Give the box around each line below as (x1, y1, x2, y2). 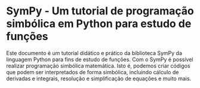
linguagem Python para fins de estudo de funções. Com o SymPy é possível (6, 56, 193, 63)
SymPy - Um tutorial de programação (6, 4, 194, 18)
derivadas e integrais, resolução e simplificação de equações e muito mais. (6, 75, 192, 82)
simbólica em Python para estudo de (6, 17, 192, 31)
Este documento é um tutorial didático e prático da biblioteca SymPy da (6, 49, 183, 56)
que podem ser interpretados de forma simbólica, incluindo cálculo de (6, 68, 179, 75)
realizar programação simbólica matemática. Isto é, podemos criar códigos (6, 62, 190, 69)
